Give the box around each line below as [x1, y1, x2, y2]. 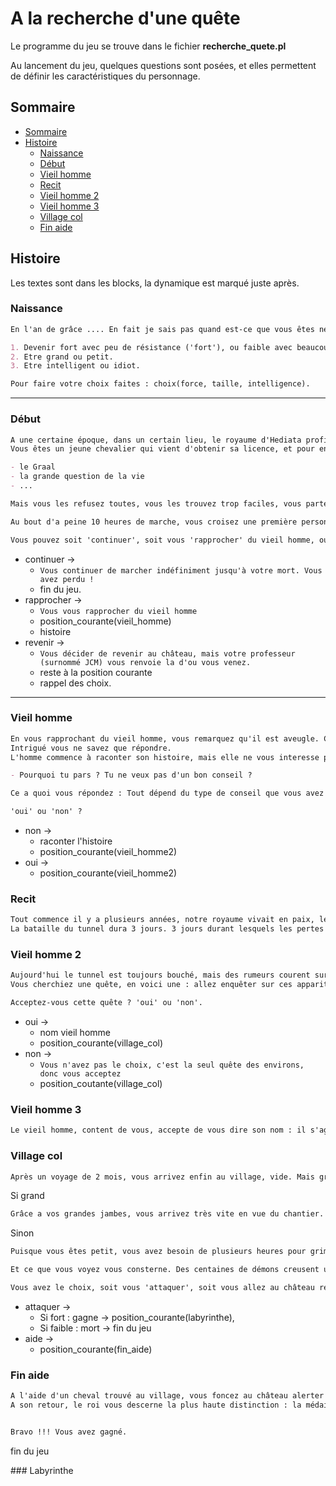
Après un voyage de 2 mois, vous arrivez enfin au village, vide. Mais [10, 1172, 315, 1182]
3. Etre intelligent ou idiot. [10, 361, 141, 371]
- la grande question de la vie [10, 472, 145, 482]
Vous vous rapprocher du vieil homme [39, 606, 198, 616]
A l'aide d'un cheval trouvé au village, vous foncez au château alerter [10, 1391, 325, 1401]
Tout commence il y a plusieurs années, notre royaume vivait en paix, [10, 915, 315, 925]
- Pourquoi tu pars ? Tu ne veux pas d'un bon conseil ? [10, 770, 253, 781]
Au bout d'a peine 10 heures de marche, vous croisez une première [10, 517, 298, 527]
